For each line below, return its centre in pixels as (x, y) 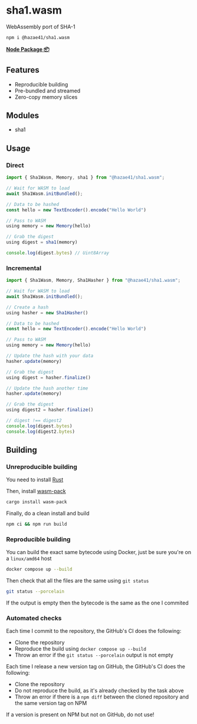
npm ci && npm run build (37, 525)
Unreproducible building (42, 466)
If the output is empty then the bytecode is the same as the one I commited (97, 603)
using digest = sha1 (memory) (42, 242)
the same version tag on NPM (51, 703)
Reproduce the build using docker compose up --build (80, 649)
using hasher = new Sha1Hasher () (47, 313)
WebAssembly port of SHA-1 (41, 27)
